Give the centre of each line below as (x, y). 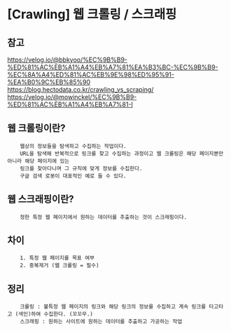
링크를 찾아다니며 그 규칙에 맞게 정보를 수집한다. (81, 168)
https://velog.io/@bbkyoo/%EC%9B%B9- (68, 60)
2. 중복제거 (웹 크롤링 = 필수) (59, 266)
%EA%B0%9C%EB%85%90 (49, 82)
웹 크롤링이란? (36, 128)
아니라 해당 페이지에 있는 (38, 161)
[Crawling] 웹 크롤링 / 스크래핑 (92, 14)
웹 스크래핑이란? (41, 200)
